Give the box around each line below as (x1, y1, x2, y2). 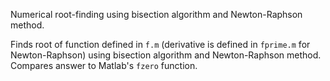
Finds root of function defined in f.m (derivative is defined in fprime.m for (10, 39, 311, 50)
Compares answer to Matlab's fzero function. (10, 60, 198, 71)
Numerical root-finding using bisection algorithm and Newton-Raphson (10, 9, 303, 20)
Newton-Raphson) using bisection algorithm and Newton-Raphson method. (10, 49, 322, 61)
